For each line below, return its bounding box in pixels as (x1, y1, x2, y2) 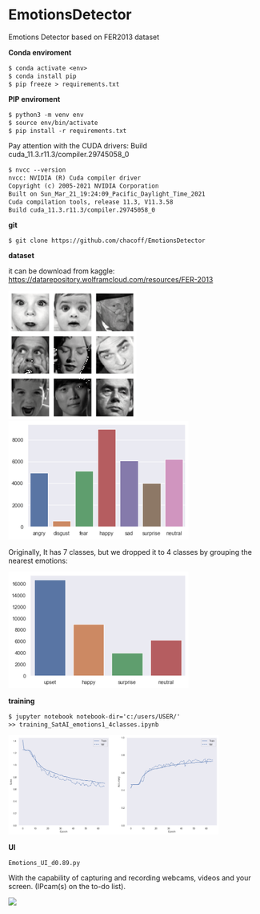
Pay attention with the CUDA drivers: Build (8, 140, 148, 150)
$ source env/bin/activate (8, 119, 98, 127)
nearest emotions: (8, 556, 68, 565)
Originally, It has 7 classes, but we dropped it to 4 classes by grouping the (8, 547, 252, 556)
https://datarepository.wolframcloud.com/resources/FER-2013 (8, 274, 214, 284)
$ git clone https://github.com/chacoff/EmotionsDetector (8, 237, 206, 245)
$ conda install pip (8, 72, 78, 80)
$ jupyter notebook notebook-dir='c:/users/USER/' (8, 712, 181, 721)
